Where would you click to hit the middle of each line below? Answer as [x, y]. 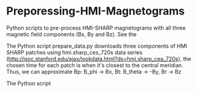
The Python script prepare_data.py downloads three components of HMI [97, 46]
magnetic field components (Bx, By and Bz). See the [72, 34]
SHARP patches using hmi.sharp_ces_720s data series [74, 52]
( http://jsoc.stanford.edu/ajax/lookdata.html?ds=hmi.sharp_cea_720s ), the [99, 59]
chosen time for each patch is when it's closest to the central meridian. [95, 65]
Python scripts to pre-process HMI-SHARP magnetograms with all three [96, 28]
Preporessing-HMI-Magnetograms [95, 11]
